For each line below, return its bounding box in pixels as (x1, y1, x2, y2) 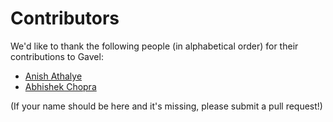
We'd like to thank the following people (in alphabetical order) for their (10, 40, 299, 52)
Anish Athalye (24, 70, 83, 82)
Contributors (10, 7, 120, 30)
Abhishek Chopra (24, 80, 97, 92)
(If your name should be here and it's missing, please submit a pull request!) (10, 100, 323, 112)
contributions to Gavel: (10, 50, 104, 62)
